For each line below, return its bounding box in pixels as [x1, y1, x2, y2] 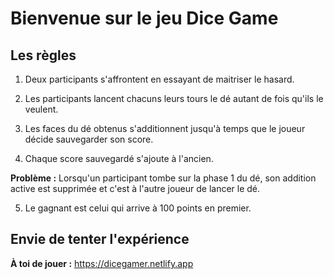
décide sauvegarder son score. [24, 133, 154, 145]
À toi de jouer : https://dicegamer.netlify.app [10, 257, 194, 269]
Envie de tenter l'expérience [10, 231, 190, 248]
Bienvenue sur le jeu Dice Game [10, 7, 279, 30]
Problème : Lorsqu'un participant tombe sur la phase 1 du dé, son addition [10, 172, 317, 184]
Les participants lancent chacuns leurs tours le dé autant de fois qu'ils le [24, 93, 324, 104]
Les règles [10, 47, 77, 64]
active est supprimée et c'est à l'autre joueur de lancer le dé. [10, 183, 261, 194]
